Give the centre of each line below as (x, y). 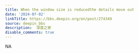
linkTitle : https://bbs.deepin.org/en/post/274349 (59, 19)
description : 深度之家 (28, 28)
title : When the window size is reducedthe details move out (70, 10)
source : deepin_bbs (25, 23)
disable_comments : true (30, 32)
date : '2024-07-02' (25, 14)
